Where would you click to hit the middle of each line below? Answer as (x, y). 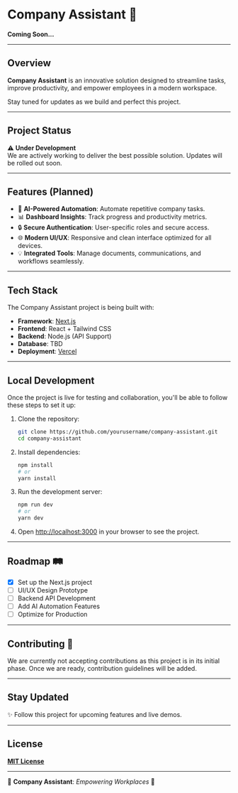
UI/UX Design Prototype (53, 590)
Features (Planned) (51, 191)
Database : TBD (40, 344)
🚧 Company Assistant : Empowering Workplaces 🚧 (81, 782)
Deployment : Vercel (47, 352)
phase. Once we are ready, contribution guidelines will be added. (102, 668)
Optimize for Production (52, 615)
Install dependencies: (49, 452)
